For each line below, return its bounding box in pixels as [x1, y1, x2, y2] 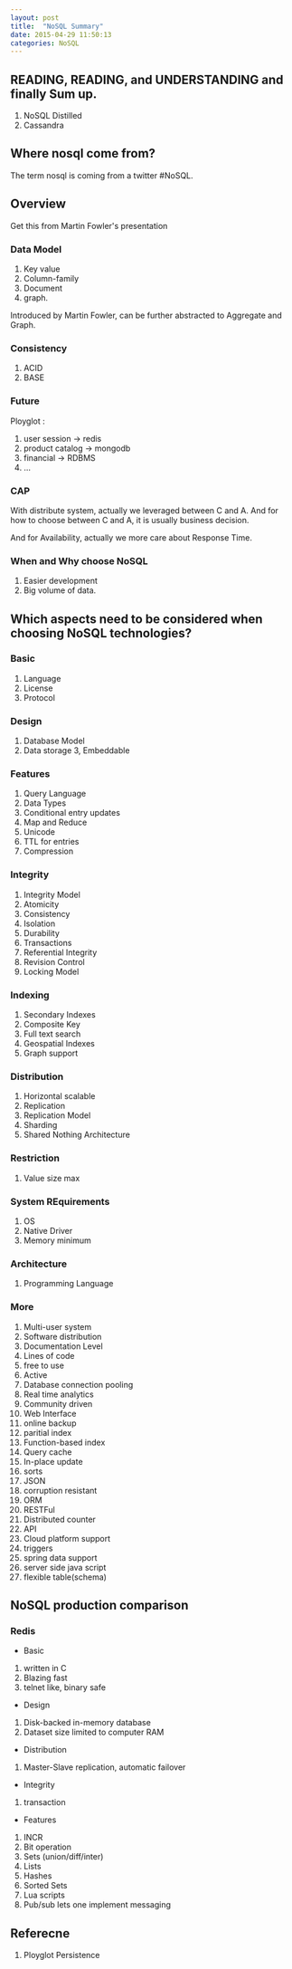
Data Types [23, 798, 67, 808]
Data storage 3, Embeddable [23, 745, 130, 756]
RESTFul [23, 1504, 55, 1515]
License [23, 683, 53, 693]
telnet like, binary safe [23, 1682, 107, 1693]
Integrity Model [23, 889, 80, 900]
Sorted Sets [23, 1880, 68, 1891]
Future [10, 395, 40, 407]
